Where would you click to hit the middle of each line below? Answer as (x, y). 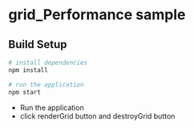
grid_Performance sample (97, 15)
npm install (28, 70)
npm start (25, 92)
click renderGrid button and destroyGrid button (97, 116)
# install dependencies (48, 62)
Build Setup (38, 44)
